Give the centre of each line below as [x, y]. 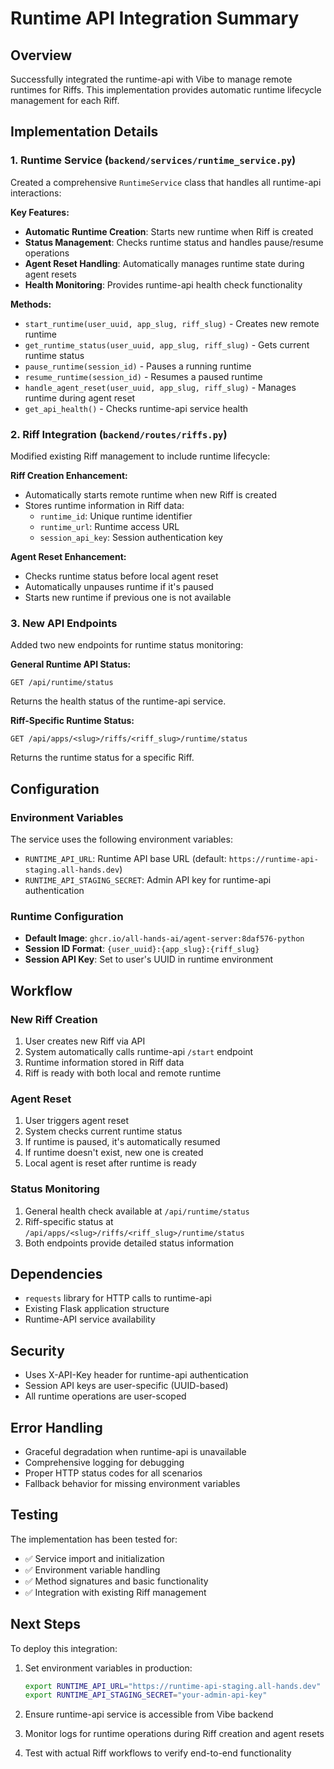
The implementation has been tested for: [94, 1539]
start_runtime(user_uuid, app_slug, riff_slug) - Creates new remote [172, 323]
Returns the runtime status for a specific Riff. [102, 758]
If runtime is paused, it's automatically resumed [122, 1142]
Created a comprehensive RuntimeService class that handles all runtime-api [166, 182]
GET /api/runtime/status [62, 683]
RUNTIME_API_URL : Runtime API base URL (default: [125, 858]
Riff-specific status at [69, 1221]
